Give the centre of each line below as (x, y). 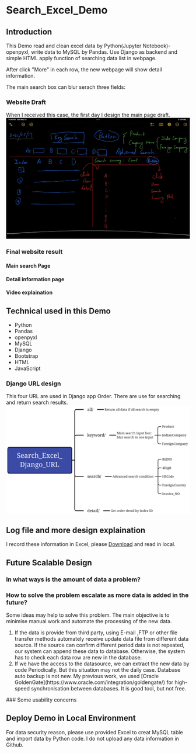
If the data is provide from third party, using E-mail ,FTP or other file (96, 633)
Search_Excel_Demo (57, 10)
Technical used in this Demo (58, 311)
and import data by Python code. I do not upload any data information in (93, 738)
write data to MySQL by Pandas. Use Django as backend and (104, 52)
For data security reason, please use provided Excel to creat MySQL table (94, 732)
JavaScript (27, 368)
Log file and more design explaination (76, 531)
